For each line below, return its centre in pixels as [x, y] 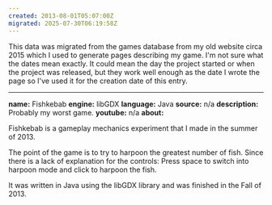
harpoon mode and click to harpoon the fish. [83, 169]
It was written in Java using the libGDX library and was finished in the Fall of [135, 185]
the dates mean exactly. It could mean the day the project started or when [132, 63]
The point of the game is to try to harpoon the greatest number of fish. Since [136, 152]
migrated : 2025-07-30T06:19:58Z [63, 23]
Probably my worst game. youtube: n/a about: [86, 112]
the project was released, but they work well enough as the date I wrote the [134, 72]
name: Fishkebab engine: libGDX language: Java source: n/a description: [134, 104]
